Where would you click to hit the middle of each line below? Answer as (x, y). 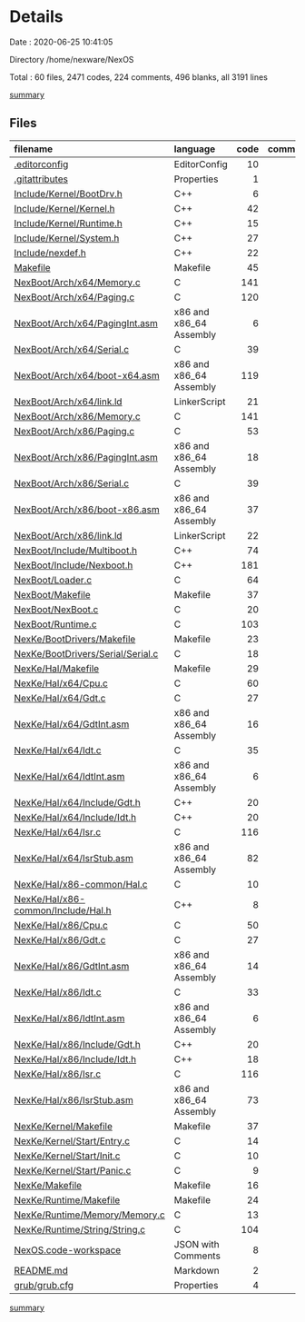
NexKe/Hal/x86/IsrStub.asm (74, 1099)
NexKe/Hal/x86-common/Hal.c (81, 884)
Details (36, 17)
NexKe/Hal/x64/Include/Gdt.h (77, 802)
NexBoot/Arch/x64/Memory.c (77, 282)
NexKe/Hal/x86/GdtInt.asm (72, 966)
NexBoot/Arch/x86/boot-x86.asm (87, 509)
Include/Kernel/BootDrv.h (68, 194)
